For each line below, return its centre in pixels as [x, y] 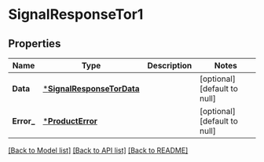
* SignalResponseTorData [91, 88]
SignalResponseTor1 [76, 15]
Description [170, 66]
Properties [35, 44]
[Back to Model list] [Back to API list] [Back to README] [98, 150]
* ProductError [70, 121]
